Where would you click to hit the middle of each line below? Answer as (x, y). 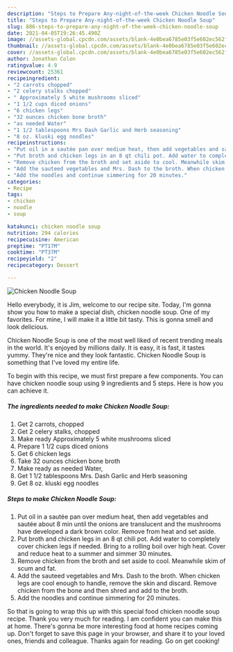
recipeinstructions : (37, 143)
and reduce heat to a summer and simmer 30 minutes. (95, 553)
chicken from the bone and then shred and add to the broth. (103, 590)
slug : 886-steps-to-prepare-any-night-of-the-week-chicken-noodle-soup (113, 26)
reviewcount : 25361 (35, 72)
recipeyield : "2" (32, 259)
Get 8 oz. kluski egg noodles (58, 483)
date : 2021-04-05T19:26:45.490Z (54, 33)
